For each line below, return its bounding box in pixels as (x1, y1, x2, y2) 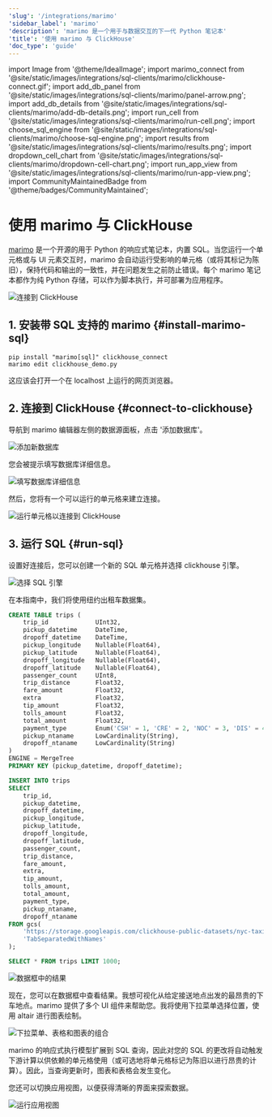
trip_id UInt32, (23, 618, 121, 626)
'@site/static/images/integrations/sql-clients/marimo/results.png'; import (8, 142, 253, 152)
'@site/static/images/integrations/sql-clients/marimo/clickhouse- (8, 73, 226, 83)
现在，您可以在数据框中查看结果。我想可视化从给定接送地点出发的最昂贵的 (8, 990, 257, 1000)
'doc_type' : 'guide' (8, 42, 79, 50)
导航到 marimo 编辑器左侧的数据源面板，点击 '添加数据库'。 (8, 424, 207, 435)
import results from (145, 133, 209, 143)
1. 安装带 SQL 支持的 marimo (8, 318, 151, 332)
